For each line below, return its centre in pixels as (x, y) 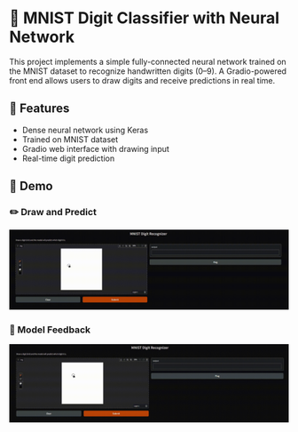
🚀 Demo (31, 186)
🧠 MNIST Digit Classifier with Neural (144, 18)
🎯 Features (39, 109)
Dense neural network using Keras (85, 130)
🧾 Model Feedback (50, 330)
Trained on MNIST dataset (70, 139)
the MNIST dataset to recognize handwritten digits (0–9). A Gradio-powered (148, 71)
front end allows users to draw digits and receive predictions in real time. (142, 80)
